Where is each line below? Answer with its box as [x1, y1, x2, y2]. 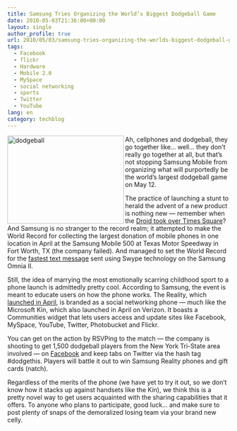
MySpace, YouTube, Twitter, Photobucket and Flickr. [7, 320, 159, 329]
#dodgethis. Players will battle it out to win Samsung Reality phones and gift [7, 357, 228, 365]
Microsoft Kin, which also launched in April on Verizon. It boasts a [7, 305, 198, 314]
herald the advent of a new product [125, 201, 228, 209]
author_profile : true [7, 30, 71, 38]
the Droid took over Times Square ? [125, 217, 226, 225]
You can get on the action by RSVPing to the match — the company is [7, 334, 210, 343]
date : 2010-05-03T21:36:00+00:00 [7, 17, 106, 24]
